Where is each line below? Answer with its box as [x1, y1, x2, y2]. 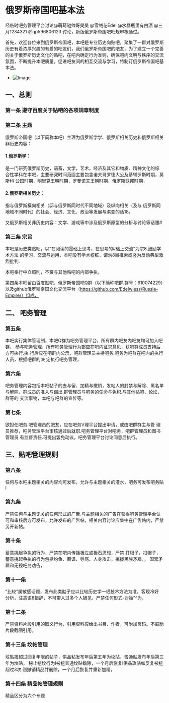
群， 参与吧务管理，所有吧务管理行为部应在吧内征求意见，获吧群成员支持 [5, 344, 156, 350]
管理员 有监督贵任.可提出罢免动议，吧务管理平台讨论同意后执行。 [5, 434, 140, 440]
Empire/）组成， [5, 292, 39, 298]
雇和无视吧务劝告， [5, 562, 45, 568]
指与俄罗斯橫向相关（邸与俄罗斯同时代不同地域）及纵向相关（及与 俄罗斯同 [5, 202, 161, 208]
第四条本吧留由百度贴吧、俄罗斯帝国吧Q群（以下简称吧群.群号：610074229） [5, 280, 163, 286]
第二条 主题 [5, 122, 33, 129]
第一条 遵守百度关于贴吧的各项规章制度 [5, 107, 100, 114]
